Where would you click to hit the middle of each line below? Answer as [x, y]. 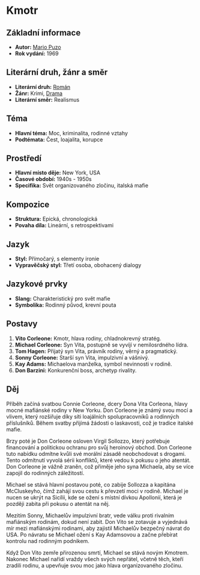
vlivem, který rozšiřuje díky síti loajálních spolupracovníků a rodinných [93, 416]
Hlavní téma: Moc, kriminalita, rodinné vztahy [71, 133]
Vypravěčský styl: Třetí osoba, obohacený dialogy [78, 265]
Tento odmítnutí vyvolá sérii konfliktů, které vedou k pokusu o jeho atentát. [98, 460]
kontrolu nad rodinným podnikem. [48, 541]
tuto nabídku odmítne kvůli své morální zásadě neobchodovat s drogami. [96, 454]
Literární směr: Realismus [47, 99]
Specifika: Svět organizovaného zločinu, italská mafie [82, 186]
